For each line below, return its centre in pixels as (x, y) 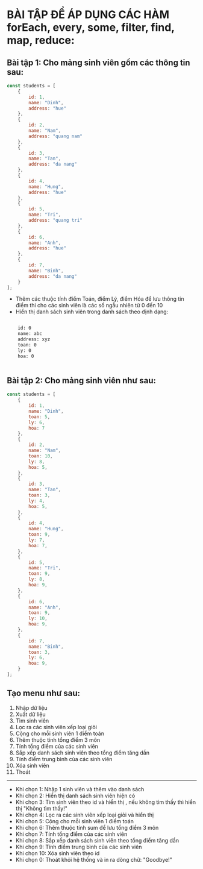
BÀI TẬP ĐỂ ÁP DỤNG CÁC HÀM (88, 15)
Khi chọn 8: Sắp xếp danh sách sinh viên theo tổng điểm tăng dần (97, 840)
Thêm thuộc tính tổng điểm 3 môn (58, 739)
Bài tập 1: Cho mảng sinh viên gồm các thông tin (98, 62)
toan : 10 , (41, 456)
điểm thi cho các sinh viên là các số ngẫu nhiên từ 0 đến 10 (89, 306)
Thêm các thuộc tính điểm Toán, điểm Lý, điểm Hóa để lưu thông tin (100, 299)
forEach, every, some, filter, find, (91, 27)
